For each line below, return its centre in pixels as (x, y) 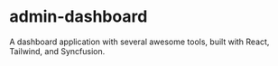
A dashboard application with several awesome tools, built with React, (139, 42)
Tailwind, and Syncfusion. (57, 51)
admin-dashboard (79, 17)
